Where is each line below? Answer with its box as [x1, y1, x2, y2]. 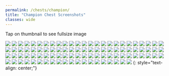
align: [5, 65, 17, 71]
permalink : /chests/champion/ [5, 7, 70, 13]
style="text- [137, 60, 163, 66]
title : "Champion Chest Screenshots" [5, 12, 86, 17]
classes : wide [5, 17, 36, 22]
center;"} [17, 65, 37, 71]
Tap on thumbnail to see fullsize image [5, 31, 87, 37]
